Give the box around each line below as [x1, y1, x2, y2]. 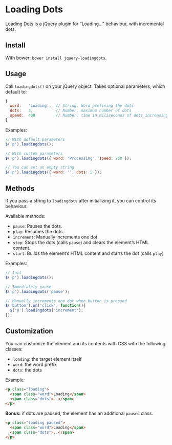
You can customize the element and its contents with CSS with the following [5, 340, 166, 346]
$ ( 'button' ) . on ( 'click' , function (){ [5, 303, 86, 308]
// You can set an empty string [5, 165, 74, 170]
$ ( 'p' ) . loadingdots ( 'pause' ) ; [5, 289, 70, 294]
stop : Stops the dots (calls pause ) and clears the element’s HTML [12, 239, 149, 245]
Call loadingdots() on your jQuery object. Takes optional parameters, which [5, 83, 165, 89]
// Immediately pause [5, 284, 52, 289]
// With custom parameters [5, 151, 63, 156]
